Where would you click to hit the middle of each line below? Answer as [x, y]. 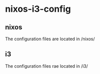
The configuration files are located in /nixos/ [50, 39]
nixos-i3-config [38, 9]
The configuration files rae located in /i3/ [47, 66]
